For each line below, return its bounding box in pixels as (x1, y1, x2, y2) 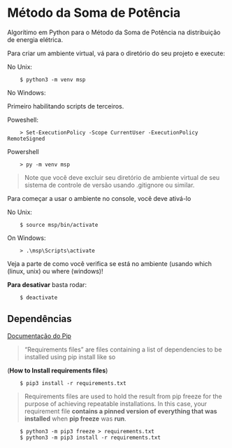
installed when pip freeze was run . (24, 414, 127, 423)
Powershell (7, 147, 40, 155)
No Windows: (7, 88, 46, 97)
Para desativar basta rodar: (7, 280, 87, 288)
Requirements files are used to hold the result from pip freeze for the (24, 392, 222, 400)
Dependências (7, 313, 72, 325)
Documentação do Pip (7, 331, 72, 340)
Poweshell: (7, 115, 39, 124)
